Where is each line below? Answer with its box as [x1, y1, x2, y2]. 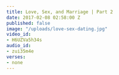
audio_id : [6, 43, 32, 49]
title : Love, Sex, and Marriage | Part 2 [6, 8, 114, 15]
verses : [6, 54, 26, 60]
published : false [6, 20, 51, 26]
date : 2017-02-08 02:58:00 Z [6, 15, 81, 21]
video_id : [6, 31, 32, 37]
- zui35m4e [6, 48, 34, 54]
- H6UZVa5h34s [6, 37, 43, 43]
